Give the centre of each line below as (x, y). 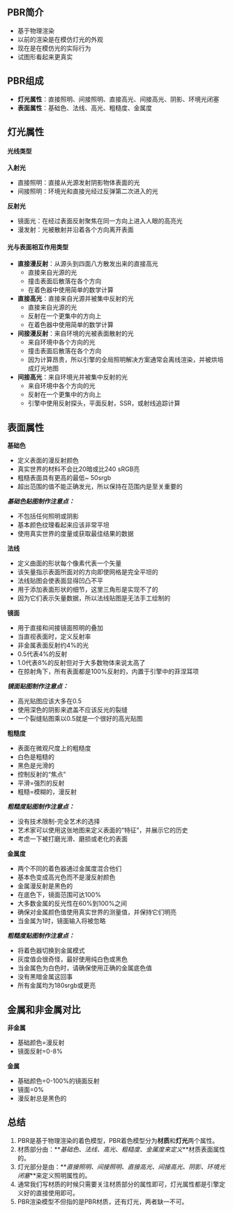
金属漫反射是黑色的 (45, 886)
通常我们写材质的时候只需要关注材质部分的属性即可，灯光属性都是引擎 (118, 1184)
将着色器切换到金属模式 (51, 950)
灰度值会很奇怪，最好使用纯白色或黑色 (72, 959)
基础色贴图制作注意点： (41, 502)
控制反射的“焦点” (42, 775)
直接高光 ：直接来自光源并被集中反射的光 (75, 299)
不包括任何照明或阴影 (48, 516)
